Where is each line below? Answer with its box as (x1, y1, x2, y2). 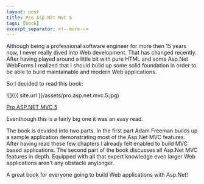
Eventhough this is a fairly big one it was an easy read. (6, 115, 143, 123)
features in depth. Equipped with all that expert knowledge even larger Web (6, 153, 196, 160)
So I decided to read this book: (6, 80, 83, 87)
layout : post (6, 9, 40, 15)
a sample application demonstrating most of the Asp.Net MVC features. (6, 134, 186, 141)
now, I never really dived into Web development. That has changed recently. (6, 49, 197, 56)
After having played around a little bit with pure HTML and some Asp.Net (6, 55, 189, 63)
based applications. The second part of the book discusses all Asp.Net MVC (6, 146, 198, 154)
